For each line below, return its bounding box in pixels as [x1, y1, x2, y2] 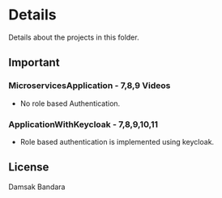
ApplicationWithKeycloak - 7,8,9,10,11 [8, 119, 159, 130]
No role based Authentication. [19, 99, 121, 108]
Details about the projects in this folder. [8, 32, 139, 42]
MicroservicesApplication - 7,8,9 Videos [8, 80, 171, 91]
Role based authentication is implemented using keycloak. [19, 137, 215, 146]
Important [8, 56, 60, 70]
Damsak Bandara [8, 182, 66, 192]
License [8, 160, 49, 175]
